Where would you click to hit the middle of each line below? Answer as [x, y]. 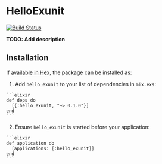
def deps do [21, 100]
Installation [27, 58]
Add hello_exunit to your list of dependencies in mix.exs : [85, 84]
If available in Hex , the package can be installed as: [69, 72]
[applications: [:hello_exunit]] [53, 148]
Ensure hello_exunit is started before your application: [82, 127]
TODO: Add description [36, 39]
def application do [30, 143]
